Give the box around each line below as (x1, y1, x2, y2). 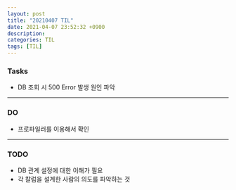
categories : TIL (7, 37, 55, 44)
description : (7, 30, 46, 37)
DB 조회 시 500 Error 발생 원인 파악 (17, 83, 116, 91)
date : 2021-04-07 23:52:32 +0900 (7, 23, 105, 30)
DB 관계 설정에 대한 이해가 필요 (17, 166, 103, 175)
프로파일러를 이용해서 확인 (17, 125, 90, 133)
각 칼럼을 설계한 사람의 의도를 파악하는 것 (17, 175, 131, 183)
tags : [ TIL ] (7, 43, 42, 50)
